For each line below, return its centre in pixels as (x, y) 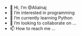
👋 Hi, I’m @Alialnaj (28, 8)
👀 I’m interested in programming (42, 13)
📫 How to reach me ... (32, 28)
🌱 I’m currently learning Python (41, 18)
